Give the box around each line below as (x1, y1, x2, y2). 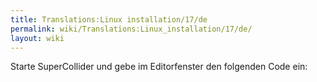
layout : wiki (10, 33, 65, 43)
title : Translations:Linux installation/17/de (10, 14, 208, 25)
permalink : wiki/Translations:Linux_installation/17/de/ (10, 24, 253, 34)
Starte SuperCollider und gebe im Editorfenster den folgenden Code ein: (10, 61, 308, 73)
